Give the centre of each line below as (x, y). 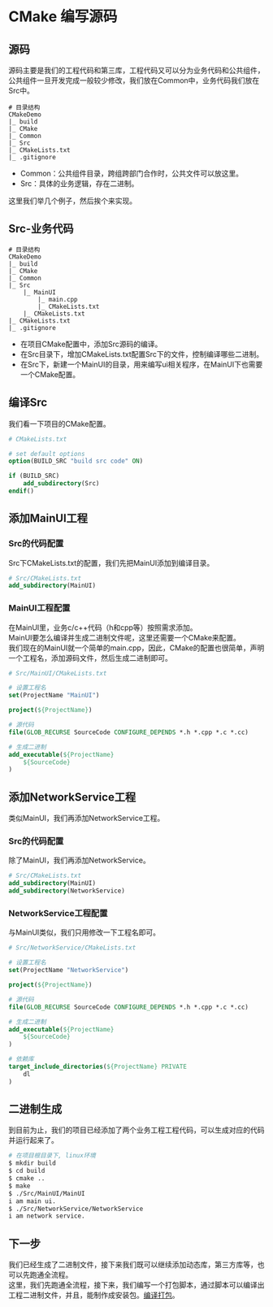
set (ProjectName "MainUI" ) (54, 696)
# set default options (47, 454)
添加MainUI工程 (48, 518)
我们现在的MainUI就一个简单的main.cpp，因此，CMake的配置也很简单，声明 (136, 648)
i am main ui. (32, 1201)
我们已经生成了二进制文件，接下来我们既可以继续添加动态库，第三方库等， (133, 1265)
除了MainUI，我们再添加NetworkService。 (79, 860)
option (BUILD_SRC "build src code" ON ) (76, 461)
